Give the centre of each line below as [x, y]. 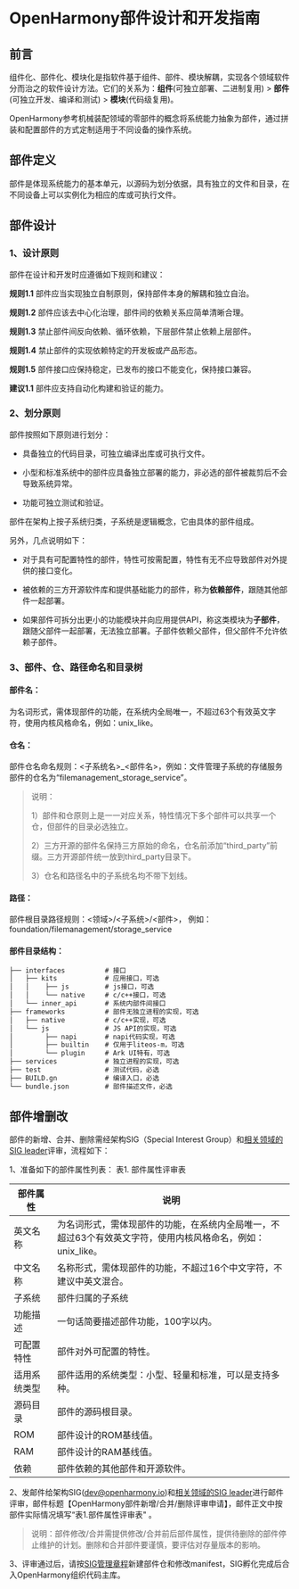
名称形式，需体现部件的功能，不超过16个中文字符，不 [170, 1268]
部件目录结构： [36, 950]
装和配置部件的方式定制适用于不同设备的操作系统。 [103, 129]
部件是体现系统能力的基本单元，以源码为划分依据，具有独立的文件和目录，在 [149, 183]
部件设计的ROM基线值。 [108, 1436]
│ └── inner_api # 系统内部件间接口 [88, 1004]
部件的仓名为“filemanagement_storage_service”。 [101, 778]
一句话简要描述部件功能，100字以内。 [137, 1321]
